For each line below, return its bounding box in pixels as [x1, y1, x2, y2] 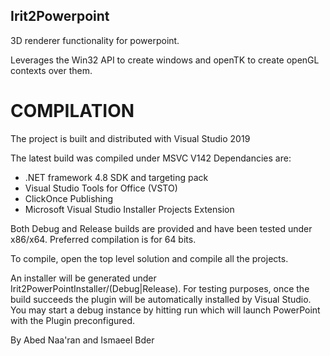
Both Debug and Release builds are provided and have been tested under [10, 222, 313, 234]
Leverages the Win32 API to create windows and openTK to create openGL [10, 54, 320, 66]
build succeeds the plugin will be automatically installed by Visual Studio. [10, 293, 312, 305]
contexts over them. [10, 64, 93, 76]
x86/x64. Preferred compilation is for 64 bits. [10, 233, 197, 245]
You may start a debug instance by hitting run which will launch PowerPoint [10, 304, 321, 316]
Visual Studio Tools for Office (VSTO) [24, 182, 178, 194]
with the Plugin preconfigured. [10, 314, 136, 326]
